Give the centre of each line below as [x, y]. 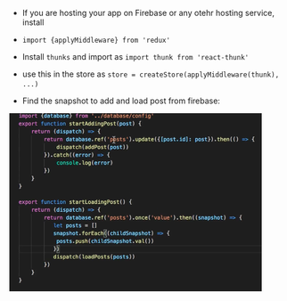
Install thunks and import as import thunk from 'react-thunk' [135, 57]
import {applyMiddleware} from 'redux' [96, 40]
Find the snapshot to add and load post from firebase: [121, 101]
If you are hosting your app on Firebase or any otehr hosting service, [148, 13]
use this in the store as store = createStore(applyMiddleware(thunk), [151, 74]
